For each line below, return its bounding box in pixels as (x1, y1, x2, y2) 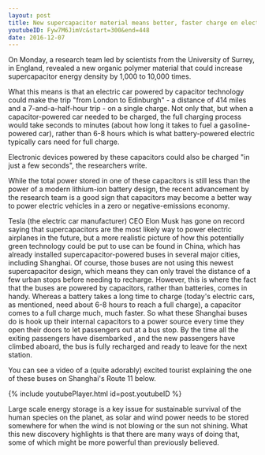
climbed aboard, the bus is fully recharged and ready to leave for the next (8, 342, 248, 351)
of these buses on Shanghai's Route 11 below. (8, 374, 156, 383)
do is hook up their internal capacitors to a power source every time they (8, 316, 244, 327)
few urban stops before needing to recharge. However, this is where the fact (8, 275, 256, 284)
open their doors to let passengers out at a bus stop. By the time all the (8, 325, 239, 335)
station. (8, 350, 33, 360)
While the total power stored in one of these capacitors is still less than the (8, 176, 251, 186)
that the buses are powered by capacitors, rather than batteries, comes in (8, 283, 248, 293)
